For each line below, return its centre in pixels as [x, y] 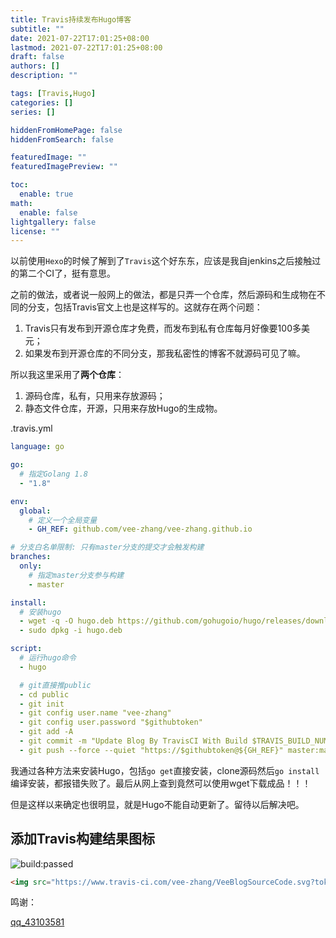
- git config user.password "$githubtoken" [111, 722]
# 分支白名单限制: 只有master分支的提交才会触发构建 [107, 547]
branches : [31, 557]
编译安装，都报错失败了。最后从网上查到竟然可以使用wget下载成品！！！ [161, 783]
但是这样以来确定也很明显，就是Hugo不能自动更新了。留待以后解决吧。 [157, 804]
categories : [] [42, 102]
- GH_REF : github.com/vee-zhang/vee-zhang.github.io [140, 529]
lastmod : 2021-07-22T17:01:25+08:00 [86, 47]
